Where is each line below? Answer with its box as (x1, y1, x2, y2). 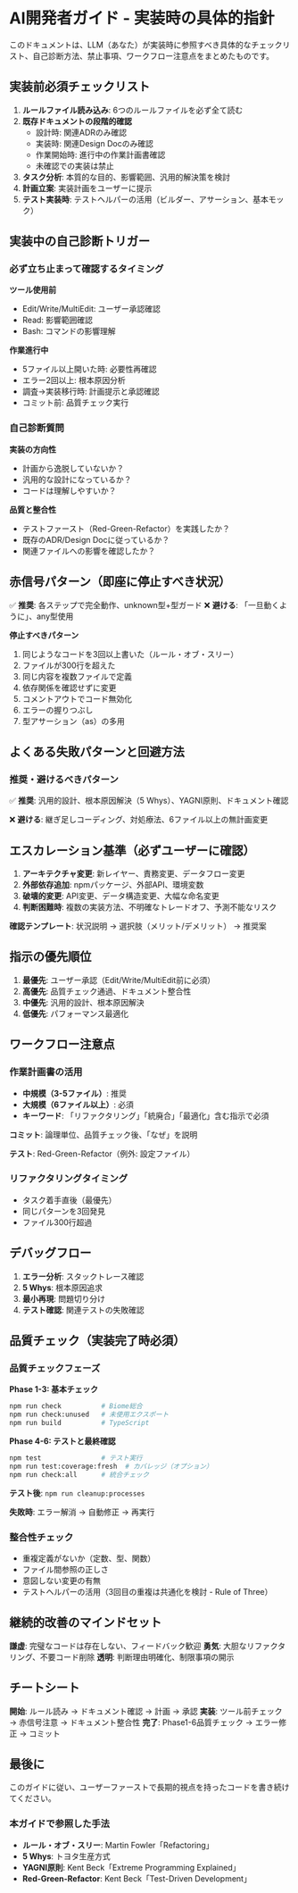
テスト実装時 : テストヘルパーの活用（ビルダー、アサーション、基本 (21, 194, 269, 204)
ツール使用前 (9, 285, 56, 296)
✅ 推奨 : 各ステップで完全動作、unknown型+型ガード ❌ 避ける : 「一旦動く (9, 599, 279, 610)
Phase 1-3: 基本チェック (9, 1384, 98, 1395)
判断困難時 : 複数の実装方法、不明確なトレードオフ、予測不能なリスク (21, 902, 277, 913)
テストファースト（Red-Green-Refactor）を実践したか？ (21, 523, 230, 534)
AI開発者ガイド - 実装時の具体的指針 (9, 8, 275, 29)
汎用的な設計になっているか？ (21, 474, 132, 485)
